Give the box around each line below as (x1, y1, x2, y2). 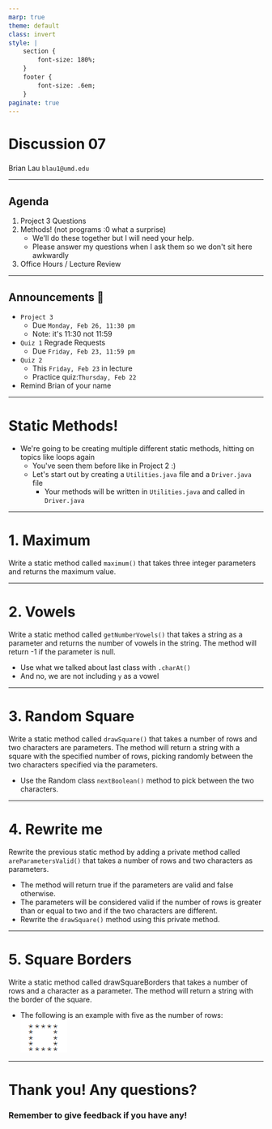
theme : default (8, 21, 60, 30)
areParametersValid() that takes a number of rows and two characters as (8, 856, 253, 865)
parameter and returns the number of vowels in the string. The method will (8, 637, 257, 648)
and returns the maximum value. (8, 566, 117, 576)
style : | (8, 39, 38, 47)
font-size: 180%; (37, 56, 96, 64)
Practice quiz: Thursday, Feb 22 (32, 372, 137, 382)
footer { (23, 73, 53, 81)
